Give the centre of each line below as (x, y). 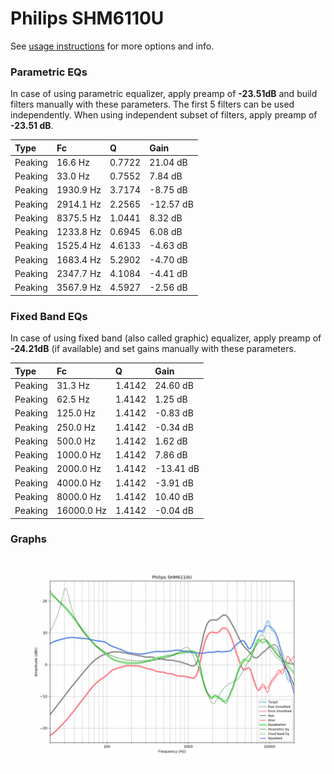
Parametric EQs (49, 72)
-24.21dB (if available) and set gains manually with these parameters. (153, 349)
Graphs (28, 539)
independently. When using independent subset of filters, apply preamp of (164, 115)
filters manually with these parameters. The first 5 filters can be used (152, 104)
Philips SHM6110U (87, 18)
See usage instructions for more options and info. (112, 46)
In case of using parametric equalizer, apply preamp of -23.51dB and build (164, 94)
